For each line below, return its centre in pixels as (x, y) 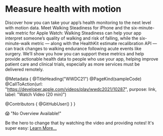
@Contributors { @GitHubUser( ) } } (40, 104)
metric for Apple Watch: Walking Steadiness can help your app (78, 33)
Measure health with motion (63, 9)
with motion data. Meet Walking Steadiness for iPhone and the (68, 27)
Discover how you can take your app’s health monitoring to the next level (78, 23)
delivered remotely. (24, 69)
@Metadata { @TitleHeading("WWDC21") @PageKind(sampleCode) (73, 79)
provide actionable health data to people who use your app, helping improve (82, 59)
